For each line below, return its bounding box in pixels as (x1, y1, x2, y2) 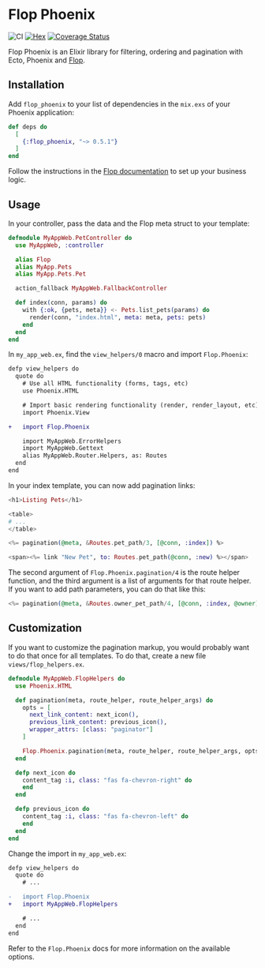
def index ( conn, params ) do (15, 298, 108, 307)
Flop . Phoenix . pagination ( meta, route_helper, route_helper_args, (22, 747, 242, 755)
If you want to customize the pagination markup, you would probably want (8, 642, 250, 652)
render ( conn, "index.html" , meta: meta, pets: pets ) (28, 313, 207, 321)
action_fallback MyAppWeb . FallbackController (15, 284, 168, 293)
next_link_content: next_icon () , (28, 711, 140, 719)
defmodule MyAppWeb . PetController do (8, 234, 132, 242)
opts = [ (22, 703, 51, 711)
